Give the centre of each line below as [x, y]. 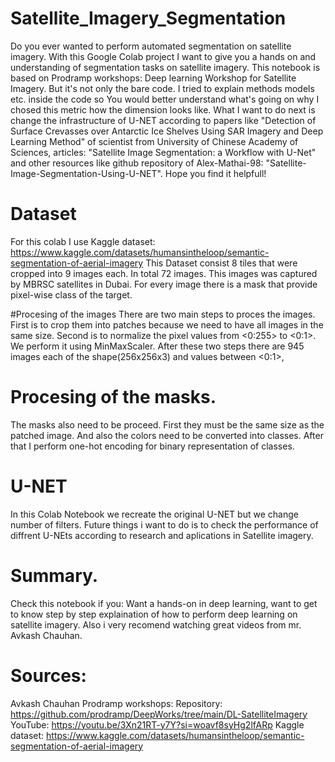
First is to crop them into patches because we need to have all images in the [167, 324]
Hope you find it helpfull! [215, 173]
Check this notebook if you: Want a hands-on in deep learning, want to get [164, 603]
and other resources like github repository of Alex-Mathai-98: [137, 163]
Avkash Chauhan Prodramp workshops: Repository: [116, 703]
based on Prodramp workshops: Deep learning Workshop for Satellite [153, 78]
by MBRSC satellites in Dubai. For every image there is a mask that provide [164, 284]
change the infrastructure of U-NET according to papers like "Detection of [163, 120]
